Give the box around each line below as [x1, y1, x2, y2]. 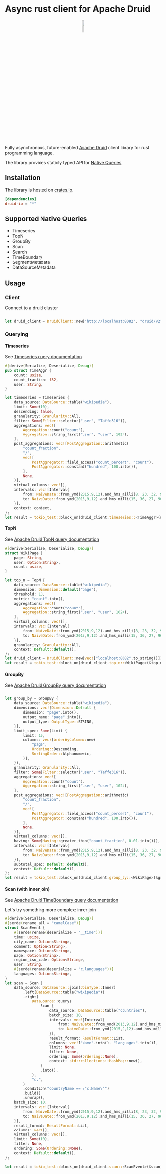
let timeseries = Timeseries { [5, 395, 70, 400]
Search [12, 249, 27, 255]
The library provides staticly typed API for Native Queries [5, 159, 122, 165]
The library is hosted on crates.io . [5, 187, 74, 193]
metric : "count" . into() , [14, 596, 65, 601]
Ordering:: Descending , [31, 746, 79, 752]
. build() [23, 1091, 41, 1096]
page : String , [14, 555, 43, 560]
